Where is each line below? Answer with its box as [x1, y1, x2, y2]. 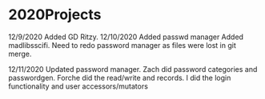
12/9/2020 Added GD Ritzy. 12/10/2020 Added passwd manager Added [8, 32, 244, 42]
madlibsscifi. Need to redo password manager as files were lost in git [8, 40, 236, 49]
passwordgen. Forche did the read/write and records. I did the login [8, 73, 231, 82]
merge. [8, 49, 32, 58]
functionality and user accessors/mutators [8, 81, 148, 91]
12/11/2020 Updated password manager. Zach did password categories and [8, 64, 258, 73]
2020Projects [8, 6, 102, 24]
